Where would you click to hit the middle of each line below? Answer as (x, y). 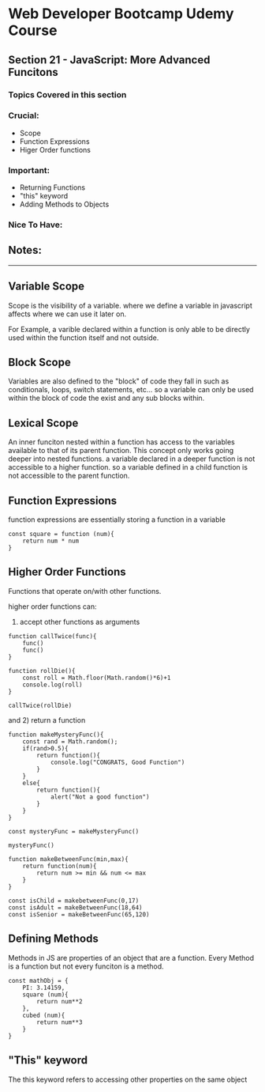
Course (33, 30)
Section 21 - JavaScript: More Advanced (109, 60)
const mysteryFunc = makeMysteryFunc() (74, 831)
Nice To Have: (35, 225)
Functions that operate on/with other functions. (85, 591)
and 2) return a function (47, 720)
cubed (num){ (44, 1015)
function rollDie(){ (42, 671)
